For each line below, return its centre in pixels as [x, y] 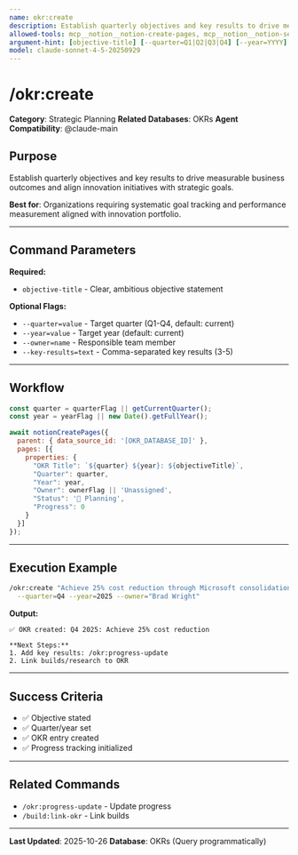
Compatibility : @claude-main [63, 129]
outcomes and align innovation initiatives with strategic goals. [122, 187]
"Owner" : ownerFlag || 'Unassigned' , [102, 491]
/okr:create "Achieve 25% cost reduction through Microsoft [123, 588]
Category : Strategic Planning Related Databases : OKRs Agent [124, 119]
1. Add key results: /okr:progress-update [89, 653]
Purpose [33, 156]
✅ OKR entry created [60, 738]
